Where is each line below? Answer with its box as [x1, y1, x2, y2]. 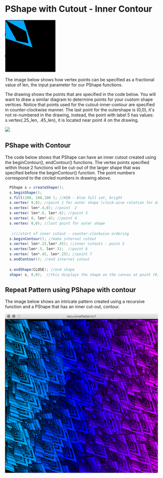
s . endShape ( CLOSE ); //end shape [9, 267, 75, 272]
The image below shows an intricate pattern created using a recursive [5, 298, 145, 305]
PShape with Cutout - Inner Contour [5, 3, 152, 15]
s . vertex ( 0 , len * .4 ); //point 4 [9, 216, 77, 221]
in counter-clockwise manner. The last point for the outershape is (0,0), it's [5, 107, 155, 112]
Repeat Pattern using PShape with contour [5, 286, 136, 294]
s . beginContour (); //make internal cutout [9, 236, 97, 241]
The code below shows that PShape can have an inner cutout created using [5, 154, 157, 160]
